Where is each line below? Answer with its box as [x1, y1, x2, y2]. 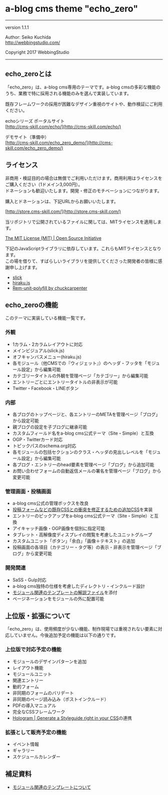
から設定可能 [12, 418, 39, 424]
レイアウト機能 [12, 664, 43, 671]
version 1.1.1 [5, 24, 29, 30]
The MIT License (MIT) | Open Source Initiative [5, 235, 101, 241]
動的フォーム [12, 683, 39, 689]
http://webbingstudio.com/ [5, 39, 60, 45]
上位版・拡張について [5, 612, 71, 620]
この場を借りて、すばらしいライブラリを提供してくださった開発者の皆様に [5, 258, 158, 264]
